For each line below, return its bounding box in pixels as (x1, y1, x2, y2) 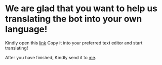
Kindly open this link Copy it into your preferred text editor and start (5, 40, 143, 45)
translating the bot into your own (5, 13, 142, 24)
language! (5, 24, 48, 35)
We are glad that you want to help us (5, 3, 158, 14)
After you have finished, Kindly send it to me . (5, 54, 97, 60)
